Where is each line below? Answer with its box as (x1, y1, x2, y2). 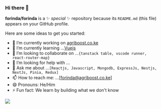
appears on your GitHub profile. (5, 21, 69, 27)
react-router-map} (12, 56, 50, 61)
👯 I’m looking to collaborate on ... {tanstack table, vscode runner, (12, 50, 147, 56)
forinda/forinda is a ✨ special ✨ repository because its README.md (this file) (5, 16, 157, 22)
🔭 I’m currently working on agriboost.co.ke (12, 40, 99, 46)
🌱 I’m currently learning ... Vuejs (12, 45, 76, 51)
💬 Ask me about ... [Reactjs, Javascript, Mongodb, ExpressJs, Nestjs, (12, 65, 157, 71)
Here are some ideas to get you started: (5, 30, 86, 36)
